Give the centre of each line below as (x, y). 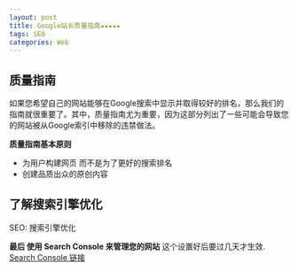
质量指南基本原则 (40, 144)
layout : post (33, 17)
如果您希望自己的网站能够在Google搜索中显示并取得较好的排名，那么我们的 (147, 104)
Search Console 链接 (47, 257)
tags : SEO (27, 34)
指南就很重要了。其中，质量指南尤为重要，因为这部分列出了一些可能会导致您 (149, 114)
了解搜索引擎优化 (56, 205)
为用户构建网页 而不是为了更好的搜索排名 (97, 163)
